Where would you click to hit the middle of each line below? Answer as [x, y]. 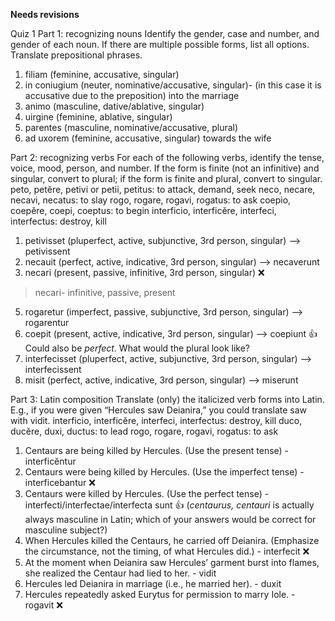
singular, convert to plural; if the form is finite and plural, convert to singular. [166, 178]
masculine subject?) [66, 530]
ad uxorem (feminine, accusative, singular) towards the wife [148, 138]
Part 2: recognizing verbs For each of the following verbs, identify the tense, [167, 157]
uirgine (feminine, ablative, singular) [98, 117]
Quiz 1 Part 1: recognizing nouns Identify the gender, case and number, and [165, 33]
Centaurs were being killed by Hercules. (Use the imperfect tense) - [164, 472]
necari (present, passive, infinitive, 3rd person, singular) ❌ [144, 272]
